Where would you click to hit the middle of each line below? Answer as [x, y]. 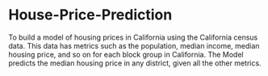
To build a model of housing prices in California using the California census [133, 37]
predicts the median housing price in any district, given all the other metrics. [135, 63]
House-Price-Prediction [90, 15]
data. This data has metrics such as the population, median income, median [134, 45]
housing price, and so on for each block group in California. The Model [126, 54]
